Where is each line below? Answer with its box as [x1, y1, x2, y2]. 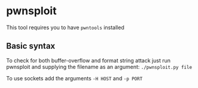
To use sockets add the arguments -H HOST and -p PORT [6, 74, 143, 81]
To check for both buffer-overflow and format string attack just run [6, 56, 170, 64]
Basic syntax [6, 41, 56, 51]
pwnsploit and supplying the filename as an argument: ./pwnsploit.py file [6, 63, 193, 70]
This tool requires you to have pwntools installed [6, 24, 124, 31]
